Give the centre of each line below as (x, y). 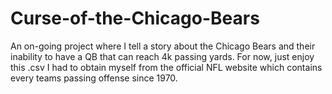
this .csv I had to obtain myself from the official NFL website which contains (166, 67)
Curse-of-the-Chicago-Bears (135, 18)
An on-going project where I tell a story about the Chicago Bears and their (163, 46)
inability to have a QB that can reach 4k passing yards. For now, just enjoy (162, 56)
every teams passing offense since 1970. (94, 78)
